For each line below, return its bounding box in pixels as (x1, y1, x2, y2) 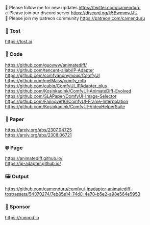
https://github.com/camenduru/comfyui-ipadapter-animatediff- (5, 186, 133, 192)
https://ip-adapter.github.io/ (5, 160, 61, 166)
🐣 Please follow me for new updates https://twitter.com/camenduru (5, 5, 141, 10)
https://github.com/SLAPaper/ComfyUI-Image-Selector (5, 93, 117, 99)
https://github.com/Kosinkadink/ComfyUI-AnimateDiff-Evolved (5, 88, 131, 94)
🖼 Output (5, 173, 29, 180)
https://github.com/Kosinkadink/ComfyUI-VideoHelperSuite (5, 103, 125, 110)
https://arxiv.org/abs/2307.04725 (5, 127, 72, 133)
